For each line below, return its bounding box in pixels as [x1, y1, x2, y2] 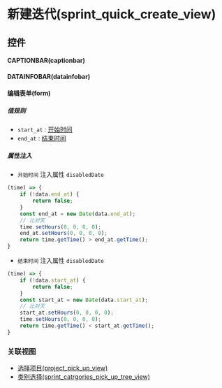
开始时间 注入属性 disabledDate [17, 171, 105, 179]
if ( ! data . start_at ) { [20, 277, 86, 284]
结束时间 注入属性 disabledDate [17, 257, 105, 265]
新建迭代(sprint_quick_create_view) [7, 6, 216, 22]
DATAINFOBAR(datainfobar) [7, 72, 91, 80]
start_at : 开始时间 [17, 125, 73, 134]
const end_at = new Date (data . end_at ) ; [20, 210, 136, 217]
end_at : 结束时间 [17, 134, 66, 143]
